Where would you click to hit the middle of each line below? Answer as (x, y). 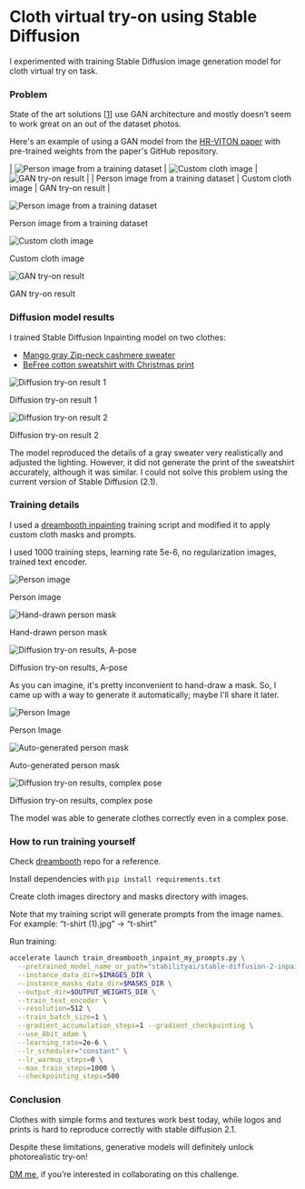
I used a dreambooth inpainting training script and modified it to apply (140, 525)
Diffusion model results (62, 317)
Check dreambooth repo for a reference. (85, 862)
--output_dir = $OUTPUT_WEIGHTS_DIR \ (87, 992)
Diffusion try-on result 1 (54, 400)
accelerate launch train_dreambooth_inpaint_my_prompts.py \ (128, 958)
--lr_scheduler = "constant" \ (73, 1051)
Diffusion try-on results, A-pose (69, 667)
